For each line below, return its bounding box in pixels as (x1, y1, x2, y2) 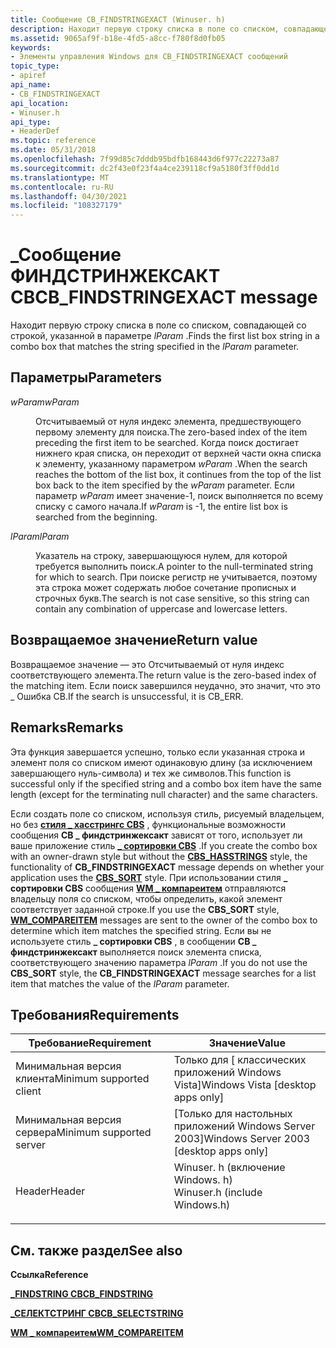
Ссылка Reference (10, 1269, 89, 1281)
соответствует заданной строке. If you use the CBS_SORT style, (10, 903, 280, 915)
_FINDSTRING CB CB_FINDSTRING (10, 1288, 154, 1300)
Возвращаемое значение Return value (10, 632, 258, 649)
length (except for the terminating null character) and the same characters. (10, 788, 318, 800)
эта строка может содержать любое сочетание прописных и (35, 581, 297, 593)
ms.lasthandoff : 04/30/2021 (10, 191, 128, 201)
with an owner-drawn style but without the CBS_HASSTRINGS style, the (10, 850, 308, 862)
